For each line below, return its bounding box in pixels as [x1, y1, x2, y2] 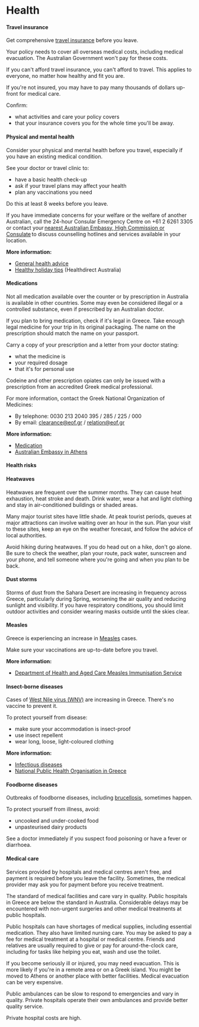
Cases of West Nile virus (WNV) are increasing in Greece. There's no [6, 696, 174, 703]
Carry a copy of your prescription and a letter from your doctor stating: [6, 341, 179, 348]
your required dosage [14, 359, 68, 366]
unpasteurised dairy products [14, 824, 87, 831]
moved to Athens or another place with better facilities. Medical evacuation [6, 972, 190, 979]
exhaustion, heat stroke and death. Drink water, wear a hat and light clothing [6, 494, 192, 502]
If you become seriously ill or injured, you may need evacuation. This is [6, 959, 179, 966]
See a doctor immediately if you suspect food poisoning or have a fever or [6, 835, 187, 842]
